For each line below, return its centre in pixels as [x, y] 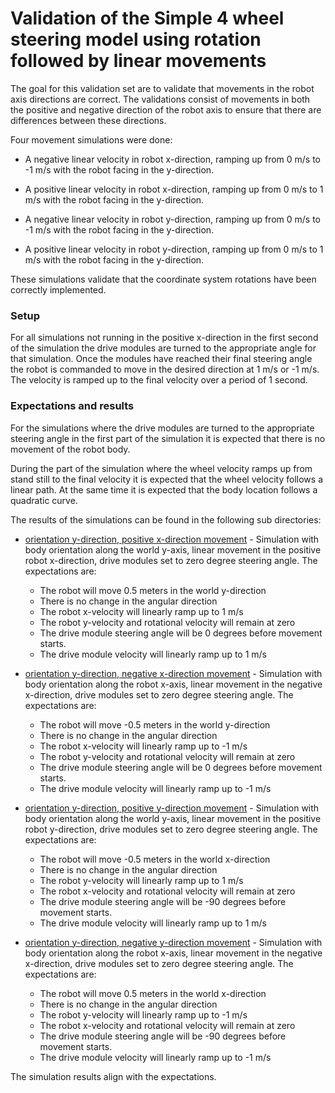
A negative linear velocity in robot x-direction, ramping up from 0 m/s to [173, 159]
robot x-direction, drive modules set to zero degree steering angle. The [171, 560]
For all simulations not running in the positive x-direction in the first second [164, 338]
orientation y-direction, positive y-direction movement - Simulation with [172, 808]
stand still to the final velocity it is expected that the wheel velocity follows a [166, 479]
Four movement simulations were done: [91, 139]
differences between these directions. [88, 120]
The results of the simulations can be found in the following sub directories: [166, 519]
